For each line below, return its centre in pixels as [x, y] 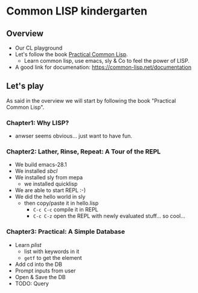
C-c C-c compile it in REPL [65, 210]
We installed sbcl [36, 171]
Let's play [25, 86]
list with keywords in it [52, 251]
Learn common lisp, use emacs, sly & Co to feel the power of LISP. [107, 61]
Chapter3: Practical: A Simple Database [66, 232]
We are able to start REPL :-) [50, 190]
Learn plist [28, 245]
